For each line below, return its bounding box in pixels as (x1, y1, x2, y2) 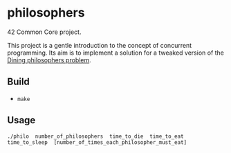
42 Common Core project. (7, 28, 82, 36)
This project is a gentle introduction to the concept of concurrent (7, 41, 192, 49)
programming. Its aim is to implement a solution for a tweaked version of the (7, 48, 225, 57)
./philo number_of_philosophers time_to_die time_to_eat (7, 133, 185, 140)
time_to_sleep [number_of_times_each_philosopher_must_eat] (7, 138, 187, 146)
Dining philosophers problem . (7, 55, 91, 64)
